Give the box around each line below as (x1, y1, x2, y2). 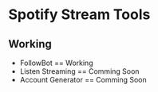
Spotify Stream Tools (8, 6, 151, 24)
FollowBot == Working (19, 58, 93, 67)
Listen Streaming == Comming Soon (19, 67, 140, 76)
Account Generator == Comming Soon (19, 75, 147, 84)
